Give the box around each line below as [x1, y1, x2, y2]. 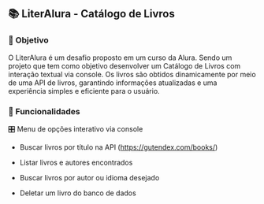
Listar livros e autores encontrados [19, 158, 133, 167]
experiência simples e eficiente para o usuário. [8, 86, 160, 95]
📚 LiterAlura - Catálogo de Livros [8, 7, 175, 20]
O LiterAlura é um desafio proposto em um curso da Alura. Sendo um [8, 53, 232, 62]
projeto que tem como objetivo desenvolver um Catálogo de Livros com [8, 61, 241, 70]
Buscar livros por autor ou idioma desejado [19, 172, 160, 182]
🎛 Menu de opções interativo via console [8, 124, 143, 133]
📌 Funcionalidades [8, 106, 80, 117]
